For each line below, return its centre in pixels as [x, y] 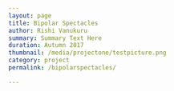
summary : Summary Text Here [55, 38]
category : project [39, 61]
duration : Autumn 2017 [46, 45]
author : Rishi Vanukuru [48, 30]
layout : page [30, 16]
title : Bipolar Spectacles [53, 23]
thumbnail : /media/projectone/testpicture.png [87, 53]
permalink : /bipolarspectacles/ [62, 68]
